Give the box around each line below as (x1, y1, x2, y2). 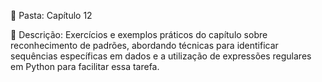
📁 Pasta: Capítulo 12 (10, 10, 93, 21)
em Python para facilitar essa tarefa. (10, 61, 160, 72)
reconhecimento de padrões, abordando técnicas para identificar (10, 40, 279, 51)
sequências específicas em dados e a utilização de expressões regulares (10, 50, 312, 62)
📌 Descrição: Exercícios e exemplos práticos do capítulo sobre (10, 29, 268, 40)
